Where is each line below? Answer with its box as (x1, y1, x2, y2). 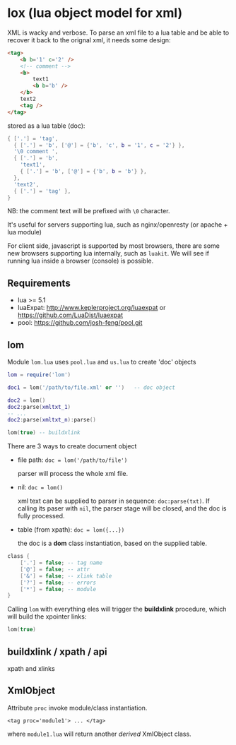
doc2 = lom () (7, 397, 46, 404)
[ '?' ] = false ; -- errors (20, 579, 97, 586)
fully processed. (17, 512, 65, 520)
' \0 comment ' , (13, 148, 59, 155)
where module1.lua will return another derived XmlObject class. (7, 729, 192, 738)
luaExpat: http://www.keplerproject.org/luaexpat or (17, 304, 166, 312)
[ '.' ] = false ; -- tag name (20, 559, 102, 566)
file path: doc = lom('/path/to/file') (17, 455, 128, 464)
